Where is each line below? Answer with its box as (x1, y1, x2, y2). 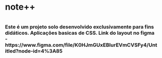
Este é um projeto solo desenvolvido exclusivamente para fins (5, 24, 154, 30)
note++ (5, 1, 35, 13)
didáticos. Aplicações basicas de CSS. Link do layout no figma (5, 29, 155, 36)
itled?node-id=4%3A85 (5, 48, 63, 55)
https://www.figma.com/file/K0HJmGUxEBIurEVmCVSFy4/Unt (5, 42, 158, 48)
